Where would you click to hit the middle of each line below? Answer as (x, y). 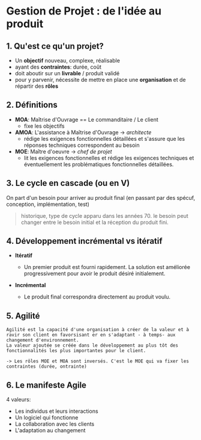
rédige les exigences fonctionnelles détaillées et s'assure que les (104, 138)
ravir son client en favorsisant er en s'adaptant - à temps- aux (91, 335)
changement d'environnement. (43, 340)
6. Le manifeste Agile (46, 385)
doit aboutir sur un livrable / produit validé (67, 73)
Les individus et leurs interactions (56, 411)
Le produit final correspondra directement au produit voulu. (97, 297)
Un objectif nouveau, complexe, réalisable (67, 60)
